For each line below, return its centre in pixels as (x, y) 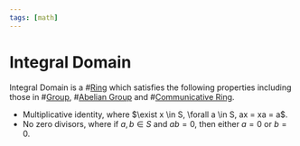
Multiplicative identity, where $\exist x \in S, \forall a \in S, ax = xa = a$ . (155, 114)
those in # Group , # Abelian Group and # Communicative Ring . (122, 96)
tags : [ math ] (34, 18)
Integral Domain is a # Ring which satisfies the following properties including (150, 87)
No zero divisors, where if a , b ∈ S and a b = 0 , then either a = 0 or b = (155, 123)
